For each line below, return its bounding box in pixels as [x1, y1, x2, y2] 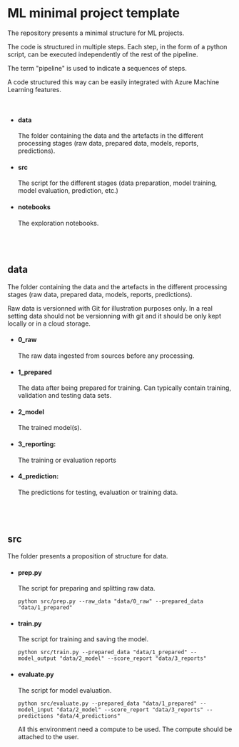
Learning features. [7, 85, 62, 94]
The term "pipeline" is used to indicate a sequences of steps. [7, 64, 188, 72]
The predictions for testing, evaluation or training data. [17, 488, 178, 496]
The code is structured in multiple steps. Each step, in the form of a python [7, 42, 228, 51]
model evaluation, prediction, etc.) [17, 186, 119, 195]
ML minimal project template [7, 5, 180, 21]
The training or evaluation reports [17, 456, 116, 464]
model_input [17, 706, 54, 713]
